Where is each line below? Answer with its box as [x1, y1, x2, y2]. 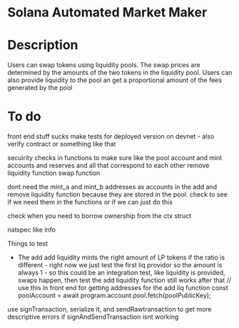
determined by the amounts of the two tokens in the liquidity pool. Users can [7, 69, 233, 77]
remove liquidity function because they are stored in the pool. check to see [7, 190, 228, 199]
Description [7, 37, 78, 54]
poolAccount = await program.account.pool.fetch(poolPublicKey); [17, 291, 212, 300]
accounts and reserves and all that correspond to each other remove [7, 161, 210, 170]
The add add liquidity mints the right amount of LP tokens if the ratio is [17, 253, 225, 262]
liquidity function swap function [7, 169, 101, 177]
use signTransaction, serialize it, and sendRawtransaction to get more [7, 305, 212, 314]
